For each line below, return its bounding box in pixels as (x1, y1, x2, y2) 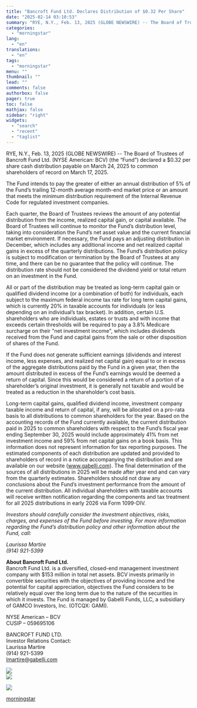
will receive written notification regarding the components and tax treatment (6, 493, 190, 500)
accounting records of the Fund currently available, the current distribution (6, 418, 186, 426)
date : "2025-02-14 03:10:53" (6, 14, 77, 20)
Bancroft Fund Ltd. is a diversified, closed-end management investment (6, 564, 179, 571)
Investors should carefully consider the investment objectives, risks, (6, 510, 171, 518)
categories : (6, 25, 35, 31)
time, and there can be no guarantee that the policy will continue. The (6, 260, 174, 267)
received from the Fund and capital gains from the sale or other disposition (6, 333, 186, 341)
